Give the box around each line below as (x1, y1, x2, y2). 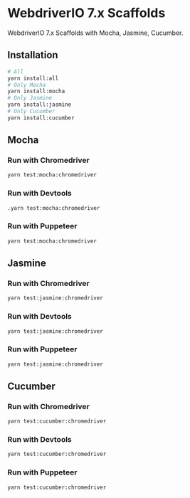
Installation (7, 49, 58, 61)
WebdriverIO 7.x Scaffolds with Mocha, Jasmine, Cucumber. (7, 28, 184, 37)
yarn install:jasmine (7, 101, 72, 108)
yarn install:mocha (7, 88, 65, 95)
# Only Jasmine (7, 95, 53, 102)
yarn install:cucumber (7, 114, 75, 122)
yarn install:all (7, 75, 59, 82)
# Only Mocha (7, 81, 46, 88)
